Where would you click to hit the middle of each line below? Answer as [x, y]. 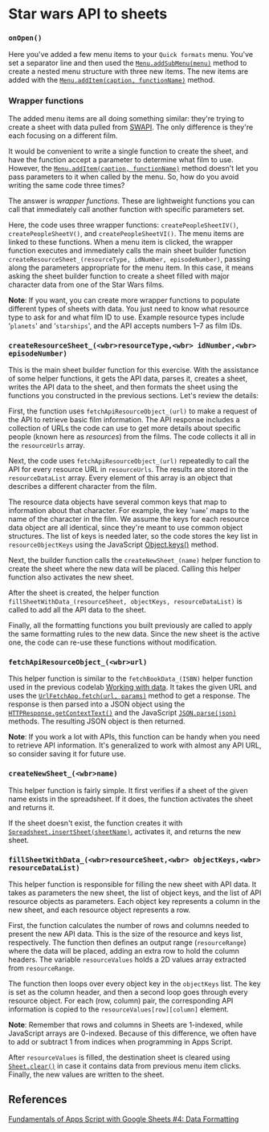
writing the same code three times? [67, 185]
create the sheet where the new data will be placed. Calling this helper [124, 569]
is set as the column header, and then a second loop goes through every [128, 992]
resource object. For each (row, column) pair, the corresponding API [121, 1000]
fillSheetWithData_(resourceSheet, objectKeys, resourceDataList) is [125, 601]
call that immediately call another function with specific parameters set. [126, 209]
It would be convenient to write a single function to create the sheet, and [128, 151]
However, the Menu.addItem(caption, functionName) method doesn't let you [133, 168]
